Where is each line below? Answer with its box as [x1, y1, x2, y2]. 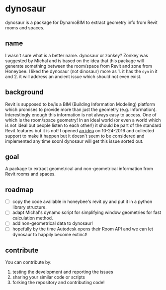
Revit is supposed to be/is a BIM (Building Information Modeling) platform [5, 101, 155, 107]
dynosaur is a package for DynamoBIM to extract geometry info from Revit [5, 19, 158, 25]
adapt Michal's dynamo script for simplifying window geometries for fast [12, 209, 162, 215]
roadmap [5, 185, 34, 194]
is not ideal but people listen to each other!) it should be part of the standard [5, 122, 162, 128]
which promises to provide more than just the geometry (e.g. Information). [5, 106, 157, 112]
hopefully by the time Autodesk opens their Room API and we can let [12, 226, 153, 232]
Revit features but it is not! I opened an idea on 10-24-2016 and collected [5, 127, 155, 133]
